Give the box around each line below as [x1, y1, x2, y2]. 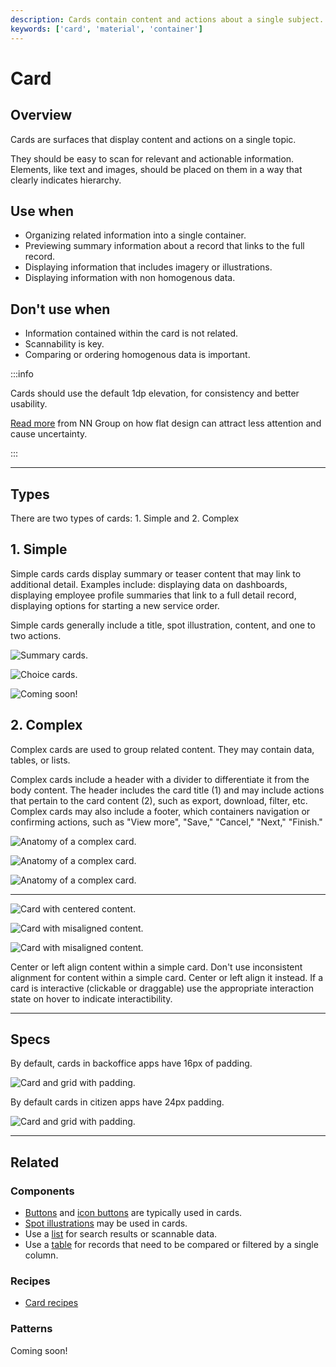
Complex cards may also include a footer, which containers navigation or [10, 805, 311, 817]
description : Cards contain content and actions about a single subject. [10, 14, 325, 25]
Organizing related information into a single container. [24, 229, 247, 241]
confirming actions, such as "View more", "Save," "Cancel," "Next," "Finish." [10, 816, 323, 828]
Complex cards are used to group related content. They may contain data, [10, 743, 315, 755]
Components [10, 1184, 75, 1198]
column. [24, 1249, 59, 1261]
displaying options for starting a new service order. [10, 599, 220, 611]
